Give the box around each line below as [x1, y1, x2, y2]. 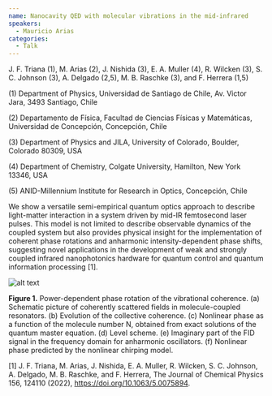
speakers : [8, 19, 42, 28]
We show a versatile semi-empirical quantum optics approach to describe [8, 202, 256, 212]
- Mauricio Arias [15, 27, 75, 35]
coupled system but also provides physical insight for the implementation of [8, 228, 262, 238]
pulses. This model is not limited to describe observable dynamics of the [8, 219, 252, 229]
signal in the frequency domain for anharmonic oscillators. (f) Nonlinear [8, 337, 248, 346]
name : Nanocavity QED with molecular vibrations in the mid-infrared [8, 11, 249, 20]
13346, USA [8, 170, 49, 180]
